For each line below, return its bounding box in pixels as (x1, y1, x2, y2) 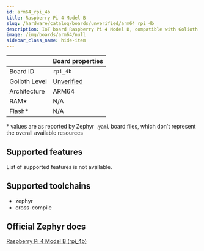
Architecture (9, 87, 45, 96)
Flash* (9, 107, 29, 115)
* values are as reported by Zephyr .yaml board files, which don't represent (6, 123, 196, 130)
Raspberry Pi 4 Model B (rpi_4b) (6, 238, 87, 245)
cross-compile (15, 203, 52, 211)
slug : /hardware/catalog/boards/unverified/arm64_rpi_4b (6, 20, 155, 26)
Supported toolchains (6, 181, 91, 192)
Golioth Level (9, 77, 47, 86)
